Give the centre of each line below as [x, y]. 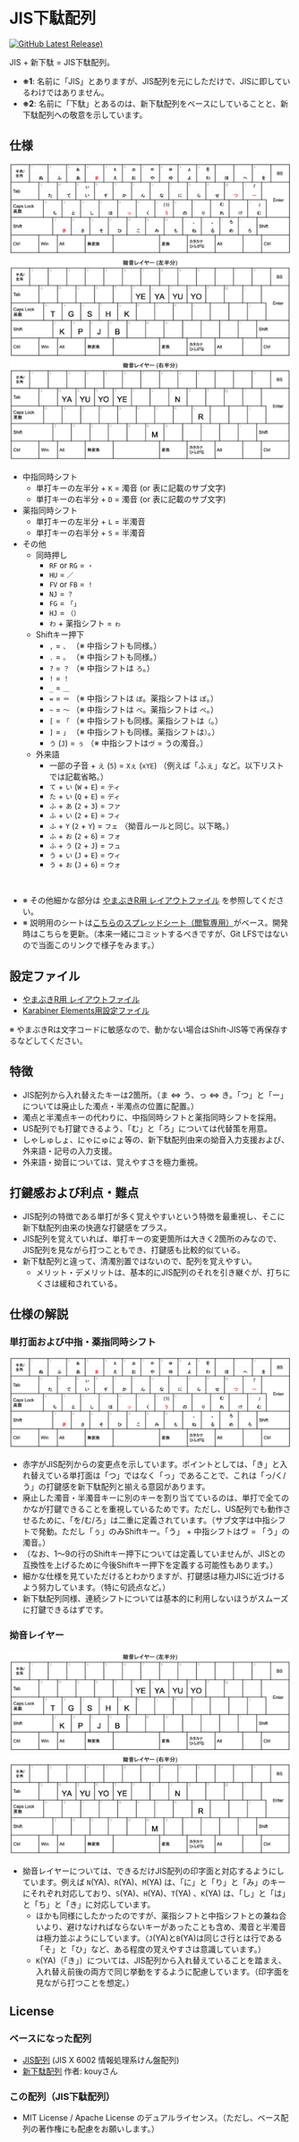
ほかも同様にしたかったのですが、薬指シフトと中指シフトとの [149, 1916]
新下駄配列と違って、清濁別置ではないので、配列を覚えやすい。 [139, 1261]
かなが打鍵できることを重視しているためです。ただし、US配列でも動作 [153, 1509]
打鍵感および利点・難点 [74, 1193]
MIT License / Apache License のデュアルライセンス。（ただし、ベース [151, 2118]
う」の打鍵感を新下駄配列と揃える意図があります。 [116, 1487]
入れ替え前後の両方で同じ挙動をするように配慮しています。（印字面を [162, 1972]
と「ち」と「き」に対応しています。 [88, 1905]
